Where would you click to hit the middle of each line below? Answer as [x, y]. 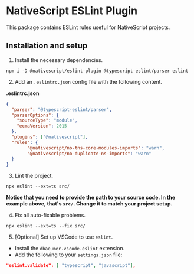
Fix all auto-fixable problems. [50, 215]
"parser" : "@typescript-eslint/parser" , [62, 110]
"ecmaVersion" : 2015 [42, 126]
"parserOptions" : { [35, 115]
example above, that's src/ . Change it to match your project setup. [89, 204]
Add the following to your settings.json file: [68, 255]
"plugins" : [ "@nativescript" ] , [50, 137]
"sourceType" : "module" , [47, 120]
